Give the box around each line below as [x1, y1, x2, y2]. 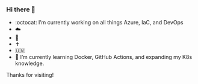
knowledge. [14, 60, 45, 67]
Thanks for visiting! [6, 71, 54, 79]
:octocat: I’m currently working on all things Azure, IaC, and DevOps [14, 19, 184, 26]
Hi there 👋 [6, 5, 36, 14]
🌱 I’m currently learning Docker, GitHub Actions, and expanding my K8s [14, 54, 193, 61]
